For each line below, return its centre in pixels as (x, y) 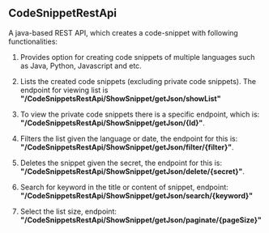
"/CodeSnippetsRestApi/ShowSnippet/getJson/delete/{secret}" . (132, 171)
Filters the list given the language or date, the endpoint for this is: (129, 138)
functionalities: (33, 41)
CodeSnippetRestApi (63, 13)
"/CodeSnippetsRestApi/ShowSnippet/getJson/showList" (120, 98)
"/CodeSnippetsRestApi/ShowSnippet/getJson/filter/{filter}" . (127, 147)
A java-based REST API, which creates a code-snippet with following (124, 32)
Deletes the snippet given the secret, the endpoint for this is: (121, 163)
